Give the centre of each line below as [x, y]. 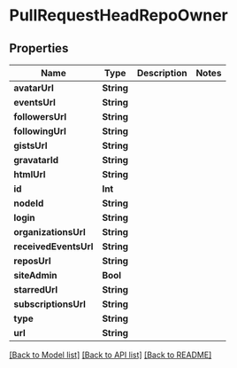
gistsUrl [31, 145]
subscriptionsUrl [50, 304]
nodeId [29, 203]
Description [162, 73]
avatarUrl [34, 88]
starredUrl [36, 290]
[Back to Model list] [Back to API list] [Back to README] [111, 355]
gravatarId [36, 160]
